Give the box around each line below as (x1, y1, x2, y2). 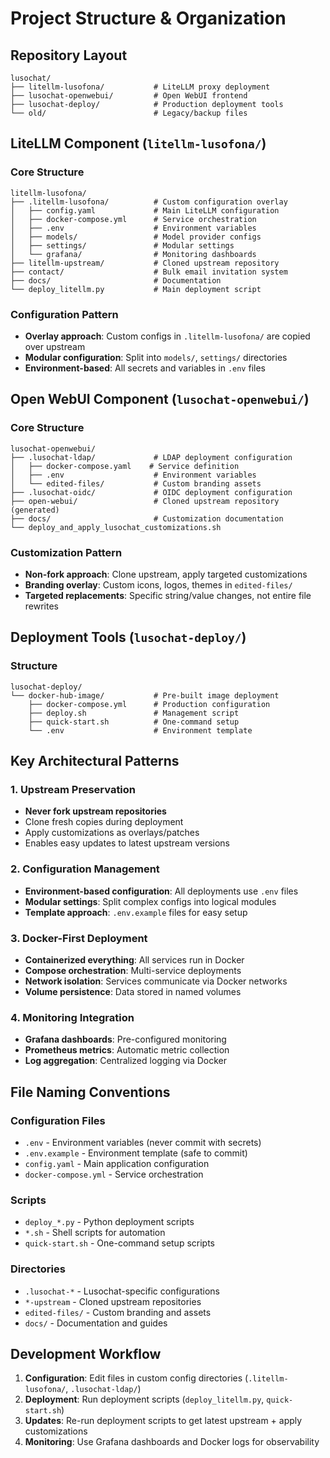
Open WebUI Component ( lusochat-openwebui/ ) (10, 391, 310, 408)
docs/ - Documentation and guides (24, 1317, 168, 1329)
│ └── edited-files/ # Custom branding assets (10, 478, 262, 489)
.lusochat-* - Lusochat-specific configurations (24, 1285, 221, 1297)
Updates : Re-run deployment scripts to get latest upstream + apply (24, 1415, 303, 1427)
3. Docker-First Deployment (10, 931, 148, 945)
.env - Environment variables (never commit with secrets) (24, 1136, 262, 1148)
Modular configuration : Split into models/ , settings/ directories (24, 351, 288, 363)
